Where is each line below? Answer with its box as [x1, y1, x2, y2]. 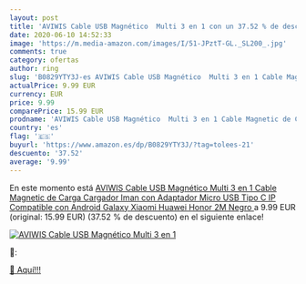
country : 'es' [9, 124, 64, 133]
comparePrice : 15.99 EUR [9, 106, 104, 116]
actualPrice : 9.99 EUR [9, 81, 96, 90]
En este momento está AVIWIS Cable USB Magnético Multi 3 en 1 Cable [9, 182, 278, 193]
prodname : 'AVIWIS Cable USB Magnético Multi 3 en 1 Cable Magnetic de [9, 115, 291, 124]
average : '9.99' [9, 157, 71, 167]
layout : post [9, 13, 59, 23]
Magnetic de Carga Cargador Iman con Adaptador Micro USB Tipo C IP [9, 192, 276, 203]
